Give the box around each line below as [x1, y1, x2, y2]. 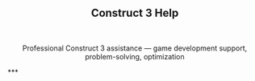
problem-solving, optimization [85, 51, 185, 61]
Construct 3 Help [90, 6, 179, 20]
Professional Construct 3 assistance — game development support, [22, 43, 248, 53]
